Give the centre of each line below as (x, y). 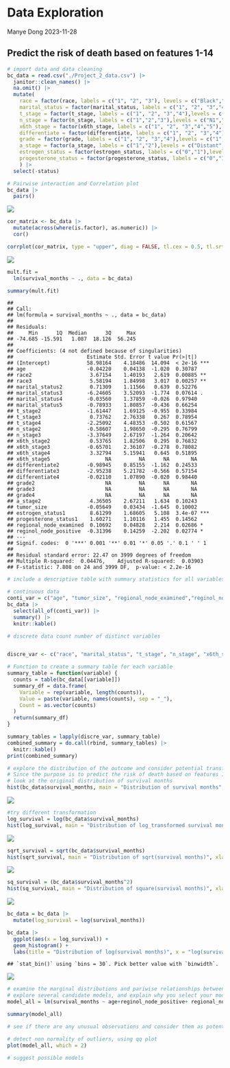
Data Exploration (55, 13)
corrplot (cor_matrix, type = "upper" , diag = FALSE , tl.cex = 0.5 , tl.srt (116, 246)
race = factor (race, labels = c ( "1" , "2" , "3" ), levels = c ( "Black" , (121, 101)
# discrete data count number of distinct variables (84, 636)
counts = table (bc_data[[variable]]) (67, 680)
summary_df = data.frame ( (50, 686)
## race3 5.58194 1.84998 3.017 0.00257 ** (107, 381)
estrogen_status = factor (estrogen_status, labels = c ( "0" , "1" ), (115, 152)
